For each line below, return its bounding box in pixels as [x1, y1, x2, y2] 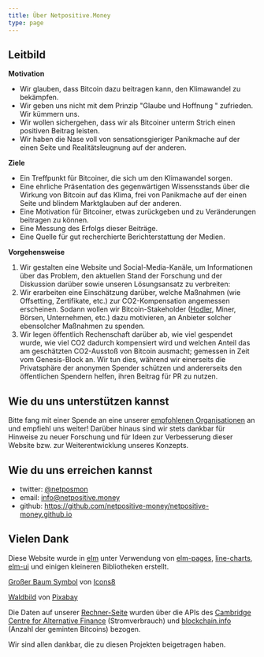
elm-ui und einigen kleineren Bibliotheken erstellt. [8, 562, 169, 571]
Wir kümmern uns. [19, 110, 80, 119]
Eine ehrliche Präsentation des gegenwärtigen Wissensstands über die [19, 182, 250, 192]
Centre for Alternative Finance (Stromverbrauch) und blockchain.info [8, 616, 232, 625]
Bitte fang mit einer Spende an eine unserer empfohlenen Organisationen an [8, 416, 255, 425]
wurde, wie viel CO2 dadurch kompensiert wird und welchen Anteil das [19, 338, 251, 348]
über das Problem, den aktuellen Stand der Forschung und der [19, 271, 223, 281]
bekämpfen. [19, 92, 59, 103]
